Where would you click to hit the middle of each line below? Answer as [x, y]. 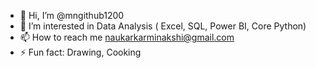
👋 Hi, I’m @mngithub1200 [72, 15]
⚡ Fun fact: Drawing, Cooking [80, 52]
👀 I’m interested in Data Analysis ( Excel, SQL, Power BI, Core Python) [163, 26]
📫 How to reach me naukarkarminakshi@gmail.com [127, 37]
